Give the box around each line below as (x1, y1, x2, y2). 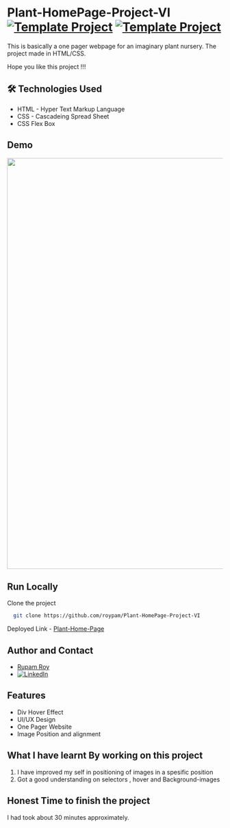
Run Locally (7, 581, 58, 592)
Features (7, 690, 46, 701)
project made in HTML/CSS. (7, 49, 86, 58)
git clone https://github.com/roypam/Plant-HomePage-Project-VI (13, 612, 201, 619)
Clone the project (7, 599, 56, 607)
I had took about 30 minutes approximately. (7, 813, 130, 821)
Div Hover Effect (16, 707, 64, 716)
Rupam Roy (16, 663, 50, 671)
